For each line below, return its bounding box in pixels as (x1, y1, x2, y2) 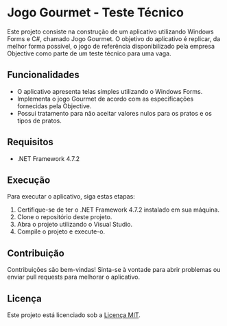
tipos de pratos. (16, 116, 62, 125)
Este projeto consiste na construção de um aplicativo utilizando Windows (7, 27, 214, 36)
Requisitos (7, 136, 53, 148)
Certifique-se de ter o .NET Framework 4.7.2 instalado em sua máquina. (16, 205, 219, 214)
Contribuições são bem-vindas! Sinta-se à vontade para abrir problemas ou (7, 266, 221, 274)
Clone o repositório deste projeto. (16, 213, 112, 221)
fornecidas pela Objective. (16, 101, 92, 110)
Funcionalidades (7, 69, 80, 81)
